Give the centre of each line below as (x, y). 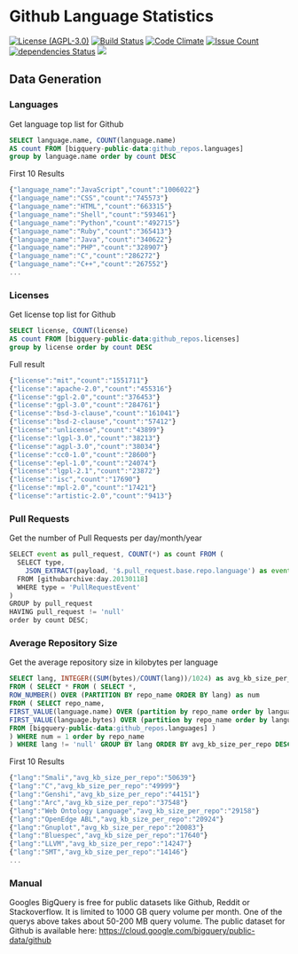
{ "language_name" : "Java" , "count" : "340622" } (91, 240)
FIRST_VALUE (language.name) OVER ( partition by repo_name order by (137, 712)
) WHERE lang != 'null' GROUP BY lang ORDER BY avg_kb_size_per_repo (141, 745)
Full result (27, 364)
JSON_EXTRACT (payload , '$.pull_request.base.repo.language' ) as (146, 571)
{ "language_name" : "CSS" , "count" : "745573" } (89, 198)
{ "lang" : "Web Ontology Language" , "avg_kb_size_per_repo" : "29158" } (134, 811)
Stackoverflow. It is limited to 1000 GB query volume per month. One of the (146, 912)
